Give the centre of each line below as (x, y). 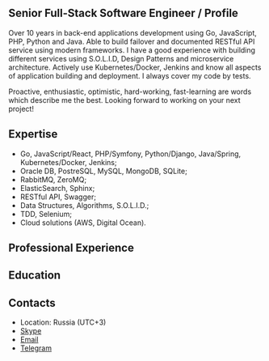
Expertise (33, 134)
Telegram (36, 348)
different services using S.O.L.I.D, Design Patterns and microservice (121, 58)
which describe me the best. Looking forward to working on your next (124, 100)
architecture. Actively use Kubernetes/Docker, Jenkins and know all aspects (135, 67)
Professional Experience (71, 248)
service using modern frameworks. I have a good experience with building (132, 50)
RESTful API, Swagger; (58, 197)
